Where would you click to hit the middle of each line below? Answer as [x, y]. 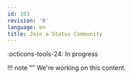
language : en [27, 27]
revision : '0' [28, 21]
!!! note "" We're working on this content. [66, 68]
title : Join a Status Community [55, 34]
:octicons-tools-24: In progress [53, 54]
